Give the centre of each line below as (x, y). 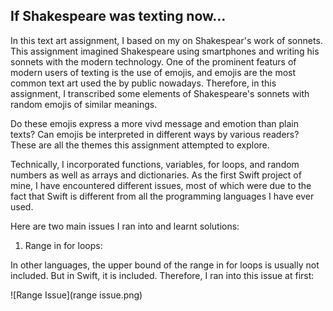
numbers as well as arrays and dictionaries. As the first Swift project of (156, 175)
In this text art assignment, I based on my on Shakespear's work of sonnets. (166, 40)
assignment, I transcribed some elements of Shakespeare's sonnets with (160, 93)
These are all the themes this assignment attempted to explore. (140, 145)
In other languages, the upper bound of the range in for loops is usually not (165, 265)
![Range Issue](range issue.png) (76, 295)
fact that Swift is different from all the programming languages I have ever (162, 196)
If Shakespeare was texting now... (118, 16)
